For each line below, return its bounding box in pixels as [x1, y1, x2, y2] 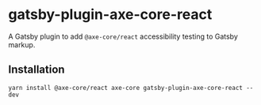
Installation [8, 63, 65, 77]
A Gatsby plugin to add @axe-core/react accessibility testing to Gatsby [8, 32, 238, 41]
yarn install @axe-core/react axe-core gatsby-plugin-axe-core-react [8, 84, 244, 92]
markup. [8, 39, 36, 49]
